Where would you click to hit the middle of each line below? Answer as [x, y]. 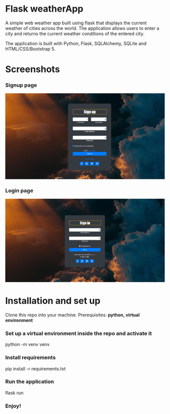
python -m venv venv [27, 345]
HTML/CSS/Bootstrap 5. [30, 49]
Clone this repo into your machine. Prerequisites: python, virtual [73, 315]
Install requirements [31, 358]
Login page [19, 191]
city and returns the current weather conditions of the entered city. [75, 33]
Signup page [21, 85]
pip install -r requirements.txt [35, 368]
